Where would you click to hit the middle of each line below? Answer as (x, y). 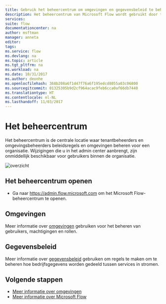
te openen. (56, 198)
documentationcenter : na (31, 28)
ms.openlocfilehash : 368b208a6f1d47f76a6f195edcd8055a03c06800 (72, 83)
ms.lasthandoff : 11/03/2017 (34, 102)
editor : (13, 42)
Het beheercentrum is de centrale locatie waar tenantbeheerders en (74, 140)
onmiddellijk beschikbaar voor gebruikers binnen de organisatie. (70, 156)
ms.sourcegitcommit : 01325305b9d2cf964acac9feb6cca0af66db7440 (72, 88)
